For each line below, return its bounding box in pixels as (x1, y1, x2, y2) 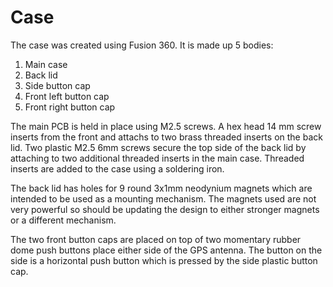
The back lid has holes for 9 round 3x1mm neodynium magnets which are (10, 182, 313, 194)
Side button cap (24, 79, 91, 91)
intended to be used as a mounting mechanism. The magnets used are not (10, 192, 317, 205)
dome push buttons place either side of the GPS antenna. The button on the (10, 244, 323, 256)
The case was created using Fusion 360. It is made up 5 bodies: (10, 39, 274, 51)
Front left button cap (24, 90, 110, 102)
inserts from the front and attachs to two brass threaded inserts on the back (10, 131, 323, 143)
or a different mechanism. (10, 214, 117, 226)
